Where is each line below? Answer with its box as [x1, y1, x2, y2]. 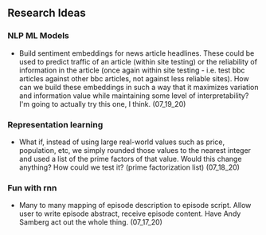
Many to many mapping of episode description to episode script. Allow [18, 201, 252, 210]
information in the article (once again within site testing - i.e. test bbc [18, 65, 245, 75]
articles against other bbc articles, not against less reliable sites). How [18, 73, 249, 83]
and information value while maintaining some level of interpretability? [18, 91, 249, 100]
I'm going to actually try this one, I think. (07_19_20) [18, 99, 186, 108]
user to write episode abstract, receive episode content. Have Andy [18, 209, 241, 218]
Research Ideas [7, 6, 86, 20]
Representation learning [7, 119, 104, 130]
